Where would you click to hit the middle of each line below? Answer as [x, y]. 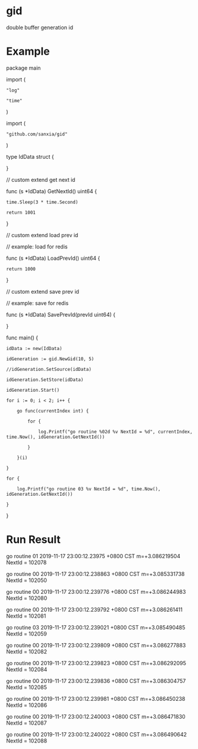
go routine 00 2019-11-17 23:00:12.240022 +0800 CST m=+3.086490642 [97, 734]
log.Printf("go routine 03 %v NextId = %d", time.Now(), [89, 489]
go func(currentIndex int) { [53, 411]
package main [23, 68]
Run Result [33, 540]
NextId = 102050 [27, 580]
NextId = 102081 [26, 616]
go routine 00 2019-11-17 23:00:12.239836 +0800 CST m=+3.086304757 [96, 681]
